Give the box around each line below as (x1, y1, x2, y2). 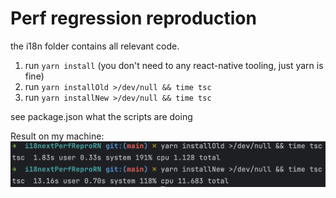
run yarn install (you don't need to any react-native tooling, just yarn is (24, 59, 324, 71)
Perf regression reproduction (10, 7, 257, 30)
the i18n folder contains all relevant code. (10, 40, 180, 52)
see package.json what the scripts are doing (10, 110, 193, 122)
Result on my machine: (10, 130, 105, 142)
